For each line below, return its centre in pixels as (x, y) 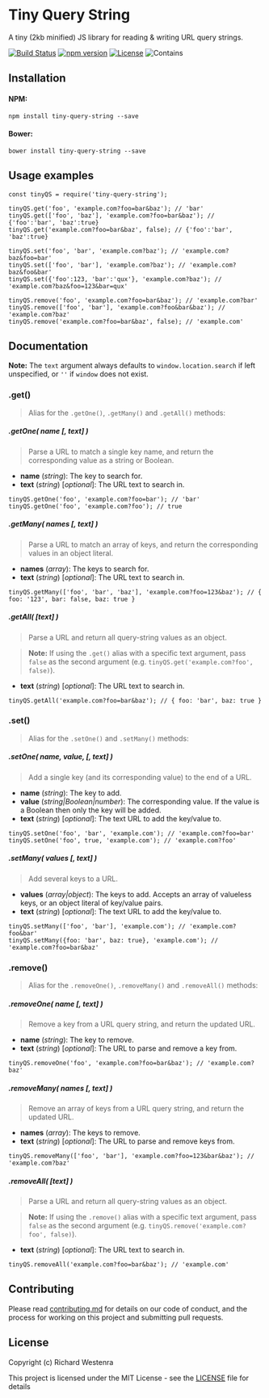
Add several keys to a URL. (73, 879)
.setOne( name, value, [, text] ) (61, 757)
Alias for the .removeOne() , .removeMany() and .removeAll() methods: (143, 985)
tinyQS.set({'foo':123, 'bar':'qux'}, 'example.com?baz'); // (115, 279)
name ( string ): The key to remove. (77, 1040)
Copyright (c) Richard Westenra (61, 1362)
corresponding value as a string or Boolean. (101, 460)
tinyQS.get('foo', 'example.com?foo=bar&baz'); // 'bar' (106, 208)
